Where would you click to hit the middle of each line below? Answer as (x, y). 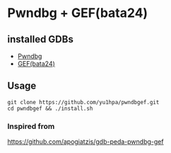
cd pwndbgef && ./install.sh (50, 108)
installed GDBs (41, 39)
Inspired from (31, 126)
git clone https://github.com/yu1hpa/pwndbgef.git (83, 102)
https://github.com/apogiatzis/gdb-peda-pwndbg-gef (85, 142)
